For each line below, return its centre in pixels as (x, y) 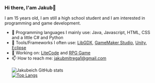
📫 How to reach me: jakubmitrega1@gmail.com (59, 58)
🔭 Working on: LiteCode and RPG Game (51, 53)
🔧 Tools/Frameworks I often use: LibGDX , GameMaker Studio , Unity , (79, 43)
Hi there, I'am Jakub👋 (30, 8)
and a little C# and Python (37, 37)
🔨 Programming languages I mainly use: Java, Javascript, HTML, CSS (81, 33)
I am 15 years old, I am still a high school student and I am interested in (75, 18)
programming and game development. (43, 23)
